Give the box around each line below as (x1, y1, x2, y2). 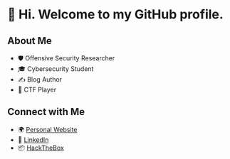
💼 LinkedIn (17, 135, 49, 144)
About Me (7, 35, 52, 47)
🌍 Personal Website (17, 125, 78, 133)
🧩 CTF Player (17, 85, 57, 94)
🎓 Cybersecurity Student (17, 65, 94, 73)
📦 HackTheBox (17, 143, 64, 152)
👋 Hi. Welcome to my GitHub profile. (7, 6, 224, 23)
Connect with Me (7, 106, 85, 118)
